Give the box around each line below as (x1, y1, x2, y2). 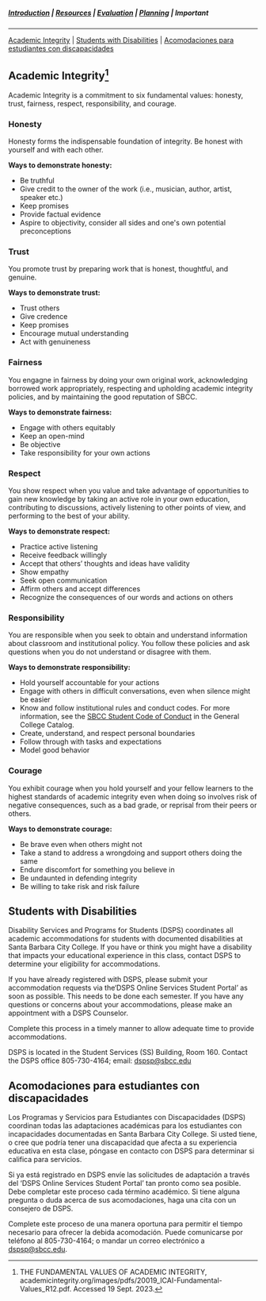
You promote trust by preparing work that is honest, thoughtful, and (8, 264, 229, 274)
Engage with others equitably (19, 422, 116, 432)
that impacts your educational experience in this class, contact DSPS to (8, 951, 241, 960)
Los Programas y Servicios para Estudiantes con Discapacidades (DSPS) (8, 1113, 246, 1122)
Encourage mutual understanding (19, 329, 129, 338)
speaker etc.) (19, 193, 63, 202)
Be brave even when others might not (19, 839, 142, 849)
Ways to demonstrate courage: (8, 824, 112, 833)
